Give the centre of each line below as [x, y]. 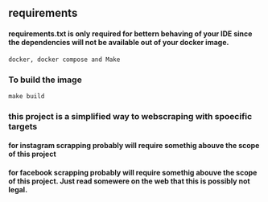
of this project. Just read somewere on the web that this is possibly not [130, 181]
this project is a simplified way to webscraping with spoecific [130, 116]
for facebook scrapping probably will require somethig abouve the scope [133, 173]
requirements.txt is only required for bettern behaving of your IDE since [130, 33]
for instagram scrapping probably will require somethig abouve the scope [134, 146]
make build [27, 96]
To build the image [45, 80]
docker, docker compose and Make [64, 60]
